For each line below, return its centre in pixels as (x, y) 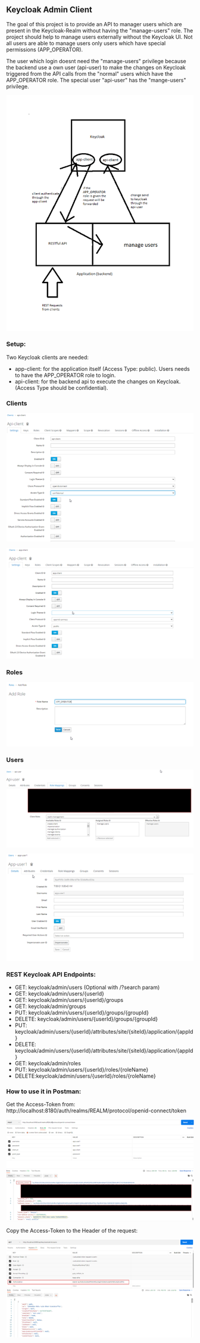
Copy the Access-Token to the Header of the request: (72, 1231)
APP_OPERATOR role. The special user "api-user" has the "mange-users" (96, 80)
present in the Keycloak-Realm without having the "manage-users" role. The (100, 30)
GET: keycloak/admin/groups (50, 1006)
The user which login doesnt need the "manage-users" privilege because (96, 61)
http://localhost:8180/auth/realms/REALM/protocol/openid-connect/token (96, 1111)
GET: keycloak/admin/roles (48, 1063)
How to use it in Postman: (44, 1091)
